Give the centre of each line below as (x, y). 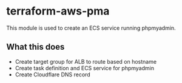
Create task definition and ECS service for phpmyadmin (85, 68)
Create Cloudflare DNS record (52, 75)
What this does (35, 47)
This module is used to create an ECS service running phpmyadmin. (91, 28)
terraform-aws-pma (58, 11)
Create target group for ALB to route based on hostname (86, 61)
